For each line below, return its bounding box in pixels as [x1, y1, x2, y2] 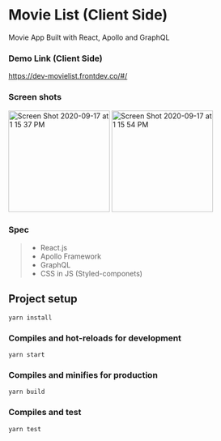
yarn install [8, 314, 53, 322]
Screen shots [8, 92, 62, 103]
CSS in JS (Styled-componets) [40, 268, 143, 278]
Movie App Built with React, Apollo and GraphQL [8, 32, 170, 42]
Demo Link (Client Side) [8, 53, 103, 64]
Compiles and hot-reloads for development [8, 332, 182, 344]
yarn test [8, 425, 42, 433]
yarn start [8, 350, 45, 358]
